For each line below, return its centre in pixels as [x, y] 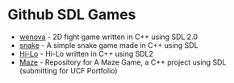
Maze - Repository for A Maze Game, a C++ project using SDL [123, 62]
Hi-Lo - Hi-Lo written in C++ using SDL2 [86, 53]
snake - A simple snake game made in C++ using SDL [109, 45]
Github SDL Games [72, 15]
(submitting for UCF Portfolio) [68, 70]
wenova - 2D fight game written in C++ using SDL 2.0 [109, 37]
